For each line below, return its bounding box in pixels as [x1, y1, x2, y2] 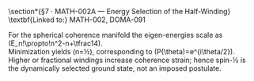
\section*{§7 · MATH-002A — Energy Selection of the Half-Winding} [8, 7, 231, 16]
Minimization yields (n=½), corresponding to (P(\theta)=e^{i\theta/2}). [8, 47, 235, 56]
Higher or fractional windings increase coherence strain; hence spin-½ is [8, 55, 247, 64]
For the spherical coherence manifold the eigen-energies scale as [8, 31, 223, 39]
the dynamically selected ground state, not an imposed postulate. [8, 64, 222, 73]
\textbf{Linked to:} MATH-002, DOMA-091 [8, 15, 146, 24]
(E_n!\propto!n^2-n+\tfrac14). [8, 39, 103, 48]
